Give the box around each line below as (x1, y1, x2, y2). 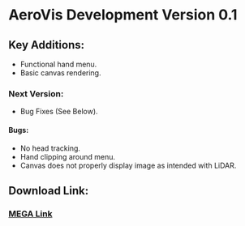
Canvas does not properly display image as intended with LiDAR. (19, 160, 237, 170)
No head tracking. (19, 143, 81, 153)
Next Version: (8, 87, 64, 99)
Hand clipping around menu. (19, 151, 116, 161)
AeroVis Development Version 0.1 (8, 6, 238, 24)
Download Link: (8, 184, 89, 198)
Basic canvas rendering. (19, 68, 101, 78)
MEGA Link (8, 208, 53, 220)
